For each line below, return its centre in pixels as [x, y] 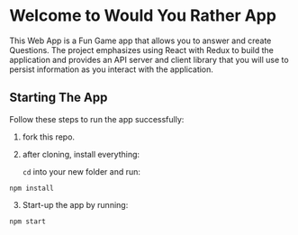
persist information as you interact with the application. [112, 69]
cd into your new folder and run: [81, 171]
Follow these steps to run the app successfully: [97, 119]
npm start [28, 221]
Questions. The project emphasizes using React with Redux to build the [142, 50]
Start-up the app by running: [75, 204]
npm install [32, 188]
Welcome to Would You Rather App [143, 16]
